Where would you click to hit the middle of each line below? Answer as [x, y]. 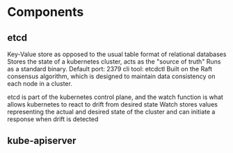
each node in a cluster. [40, 83]
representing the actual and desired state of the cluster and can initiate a [111, 112]
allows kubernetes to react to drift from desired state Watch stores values [112, 104]
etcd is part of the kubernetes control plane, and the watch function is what [115, 97]
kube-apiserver [42, 141]
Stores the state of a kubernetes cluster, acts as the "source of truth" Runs [114, 62]
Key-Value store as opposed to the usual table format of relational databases [117, 54]
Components [46, 12]
